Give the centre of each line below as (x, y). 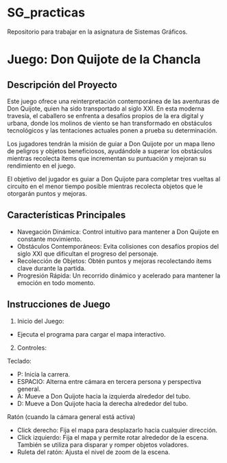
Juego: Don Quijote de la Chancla (104, 59)
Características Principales (67, 215)
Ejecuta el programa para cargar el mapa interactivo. (91, 334)
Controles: (32, 348)
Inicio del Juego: (40, 321)
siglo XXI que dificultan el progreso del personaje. (88, 253)
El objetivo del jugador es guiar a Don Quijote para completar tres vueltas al (114, 179)
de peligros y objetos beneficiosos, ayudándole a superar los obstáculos (110, 151)
